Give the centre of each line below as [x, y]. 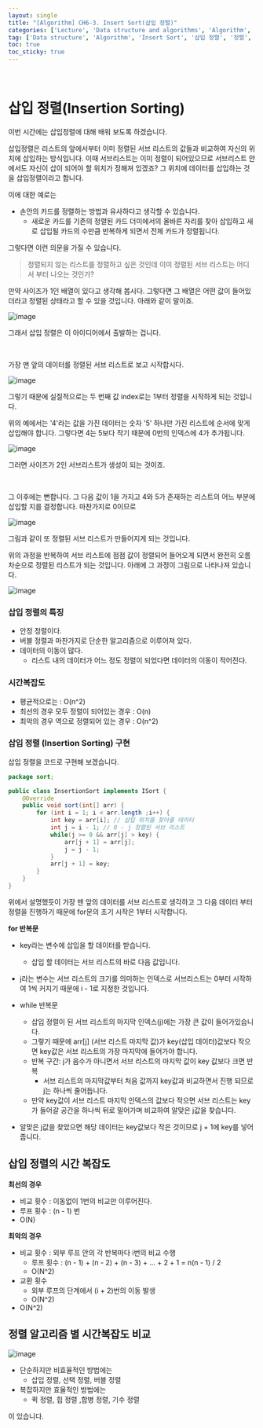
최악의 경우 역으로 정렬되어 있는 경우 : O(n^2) [89, 721]
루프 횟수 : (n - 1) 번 [50, 1210]
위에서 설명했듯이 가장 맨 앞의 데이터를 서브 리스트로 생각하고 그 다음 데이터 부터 [131, 901]
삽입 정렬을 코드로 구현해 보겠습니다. [64, 762]
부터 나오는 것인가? [65, 274]
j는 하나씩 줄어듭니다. [75, 1090]
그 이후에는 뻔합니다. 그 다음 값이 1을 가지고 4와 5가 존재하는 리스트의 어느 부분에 [132, 497]
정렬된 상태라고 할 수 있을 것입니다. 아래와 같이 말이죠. [111, 300]
